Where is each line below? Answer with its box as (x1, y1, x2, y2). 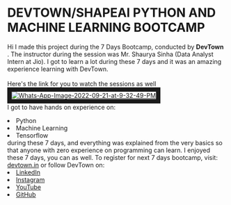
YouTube (16, 183, 42, 191)
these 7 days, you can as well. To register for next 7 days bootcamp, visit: (7, 153, 218, 161)
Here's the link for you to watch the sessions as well (7, 79, 157, 88)
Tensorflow (16, 131, 49, 140)
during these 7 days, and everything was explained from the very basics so (7, 138, 223, 147)
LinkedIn (16, 168, 40, 177)
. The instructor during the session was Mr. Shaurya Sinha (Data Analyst (7, 50, 214, 58)
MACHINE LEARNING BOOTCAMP (7, 19, 205, 35)
